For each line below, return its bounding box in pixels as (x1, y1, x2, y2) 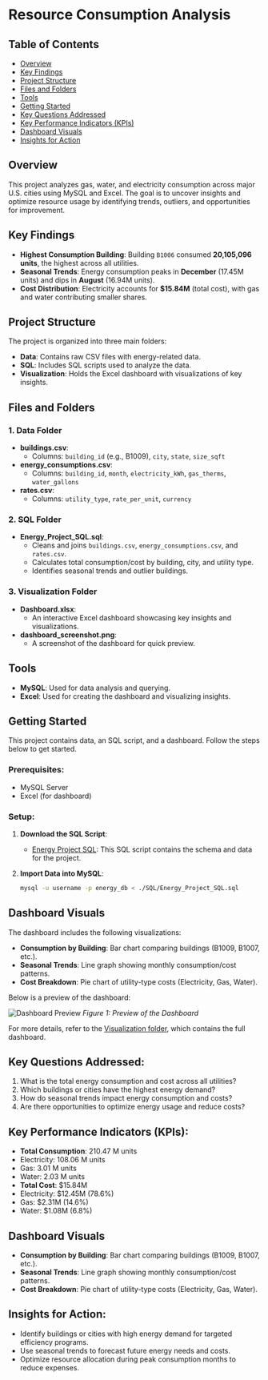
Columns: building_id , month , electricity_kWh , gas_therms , (31, 468, 226, 478)
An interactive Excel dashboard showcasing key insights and (31, 612, 232, 622)
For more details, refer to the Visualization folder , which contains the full (8, 1023, 246, 1033)
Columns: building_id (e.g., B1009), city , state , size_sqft (31, 451, 226, 461)
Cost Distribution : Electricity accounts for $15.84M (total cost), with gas (19, 283, 260, 293)
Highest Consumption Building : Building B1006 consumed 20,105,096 (19, 250, 252, 259)
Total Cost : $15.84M (19, 1181, 88, 1190)
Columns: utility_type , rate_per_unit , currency (31, 494, 192, 503)
